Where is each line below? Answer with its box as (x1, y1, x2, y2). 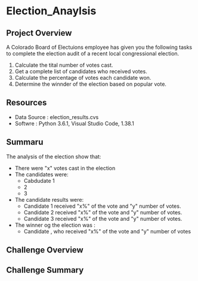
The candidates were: (14, 171, 69, 178)
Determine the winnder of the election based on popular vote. (14, 80, 167, 88)
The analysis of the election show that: (6, 153, 101, 160)
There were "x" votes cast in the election (14, 164, 116, 171)
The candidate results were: (14, 196, 84, 203)
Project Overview (6, 28, 72, 38)
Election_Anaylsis (6, 4, 97, 18)
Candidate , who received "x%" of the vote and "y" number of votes (23, 227, 191, 235)
